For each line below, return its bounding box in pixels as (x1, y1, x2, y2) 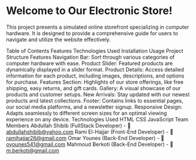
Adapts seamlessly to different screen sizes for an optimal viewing (6, 110, 167, 117)
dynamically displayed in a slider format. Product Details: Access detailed (6, 66, 184, 73)
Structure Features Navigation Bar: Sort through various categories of (6, 53, 175, 60)
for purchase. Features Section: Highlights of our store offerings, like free (6, 78, 184, 86)
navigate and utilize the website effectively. (6, 36, 111, 43)
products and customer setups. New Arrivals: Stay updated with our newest (6, 91, 190, 98)
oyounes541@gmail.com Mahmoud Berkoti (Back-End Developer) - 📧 (6, 141, 174, 148)
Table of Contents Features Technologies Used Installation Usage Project (6, 47, 184, 54)
